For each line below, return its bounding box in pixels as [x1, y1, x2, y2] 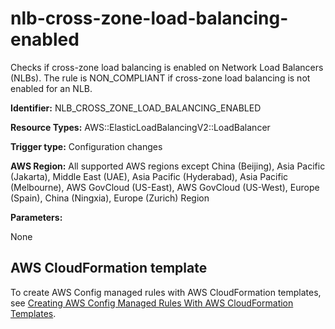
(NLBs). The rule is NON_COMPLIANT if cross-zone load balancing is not [10, 72, 311, 84]
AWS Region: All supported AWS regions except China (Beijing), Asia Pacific [10, 160, 326, 172]
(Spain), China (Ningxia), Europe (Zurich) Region [10, 192, 210, 204]
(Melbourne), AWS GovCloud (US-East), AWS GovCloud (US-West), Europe [10, 181, 320, 193]
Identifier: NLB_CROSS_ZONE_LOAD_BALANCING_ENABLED [10, 102, 262, 114]
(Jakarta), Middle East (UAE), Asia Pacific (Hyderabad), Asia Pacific [10, 170, 289, 182]
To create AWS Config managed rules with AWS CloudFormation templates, [10, 286, 322, 298]
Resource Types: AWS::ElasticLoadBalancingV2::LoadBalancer [10, 121, 271, 133]
